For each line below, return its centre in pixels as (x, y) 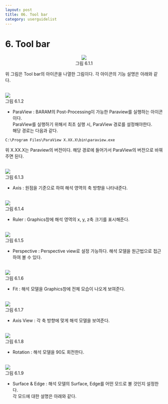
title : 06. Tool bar (27, 15)
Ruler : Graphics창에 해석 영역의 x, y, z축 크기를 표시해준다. (71, 220)
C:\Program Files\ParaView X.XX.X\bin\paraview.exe (60, 140)
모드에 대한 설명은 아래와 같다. (47, 396)
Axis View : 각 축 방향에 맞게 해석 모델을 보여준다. (61, 320)
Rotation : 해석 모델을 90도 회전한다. (48, 352)
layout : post (19, 10)
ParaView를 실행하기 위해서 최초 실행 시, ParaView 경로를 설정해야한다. (82, 124)
